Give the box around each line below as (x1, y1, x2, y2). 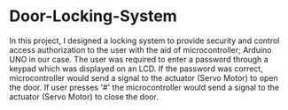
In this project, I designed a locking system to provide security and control (9, 35, 280, 46)
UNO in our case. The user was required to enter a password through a (9, 54, 269, 64)
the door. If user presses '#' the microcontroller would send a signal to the (9, 82, 280, 92)
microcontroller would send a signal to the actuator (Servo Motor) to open (9, 72, 279, 83)
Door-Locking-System (9, 6, 177, 26)
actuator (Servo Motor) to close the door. (9, 91, 160, 102)
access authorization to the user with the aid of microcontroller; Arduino (9, 44, 272, 55)
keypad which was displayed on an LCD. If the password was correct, (9, 63, 263, 74)
